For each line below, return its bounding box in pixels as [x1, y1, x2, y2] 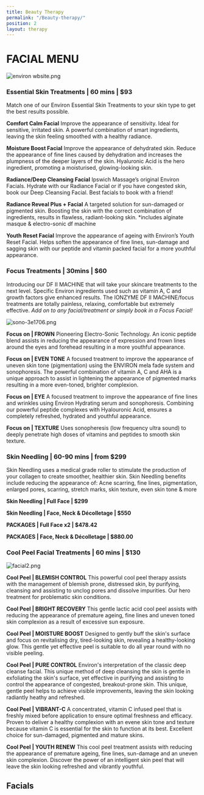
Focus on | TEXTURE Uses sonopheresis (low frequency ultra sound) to [6, 424, 187, 431]
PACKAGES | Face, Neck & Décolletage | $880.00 [6, 533, 133, 540]
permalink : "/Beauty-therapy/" [6, 15, 86, 21]
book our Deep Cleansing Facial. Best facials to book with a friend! [6, 189, 174, 196]
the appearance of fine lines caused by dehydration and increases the [6, 151, 183, 159]
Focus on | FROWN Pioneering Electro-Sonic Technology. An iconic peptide [6, 330, 197, 338]
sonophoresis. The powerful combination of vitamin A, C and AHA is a [6, 368, 181, 376]
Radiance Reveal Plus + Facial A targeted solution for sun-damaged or [6, 201, 185, 208]
